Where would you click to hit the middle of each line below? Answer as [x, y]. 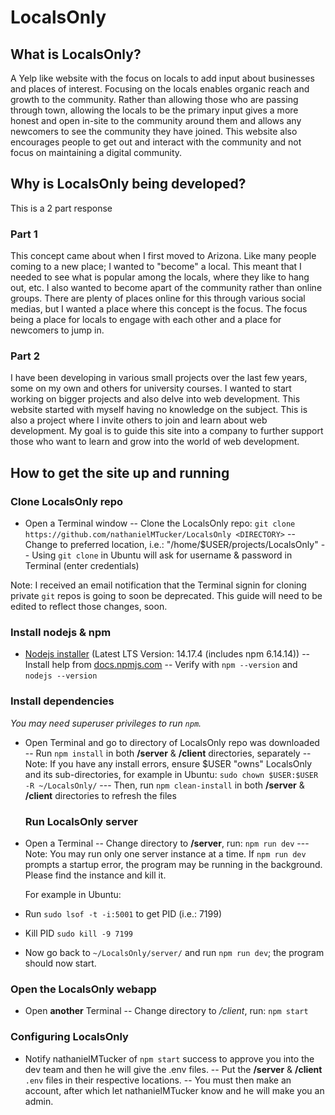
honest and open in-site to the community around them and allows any [156, 120]
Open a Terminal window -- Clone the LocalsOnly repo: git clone [160, 523]
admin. [39, 1101]
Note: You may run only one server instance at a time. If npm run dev [165, 853]
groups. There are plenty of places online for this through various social [158, 298]
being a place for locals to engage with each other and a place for [146, 320]
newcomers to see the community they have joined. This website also [154, 131]
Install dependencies [62, 701]
